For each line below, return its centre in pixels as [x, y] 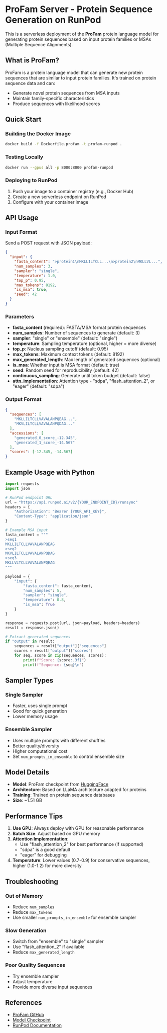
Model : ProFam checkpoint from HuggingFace [60, 784]
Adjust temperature [32, 981]
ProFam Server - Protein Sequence [79, 9]
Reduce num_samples [33, 907]
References [24, 1003]
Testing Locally [24, 157]
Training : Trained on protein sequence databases [64, 795]
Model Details [27, 772]
